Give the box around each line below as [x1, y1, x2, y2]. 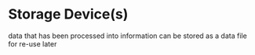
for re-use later [8, 39, 57, 48]
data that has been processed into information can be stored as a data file [8, 31, 247, 40]
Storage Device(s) [8, 5, 129, 23]
